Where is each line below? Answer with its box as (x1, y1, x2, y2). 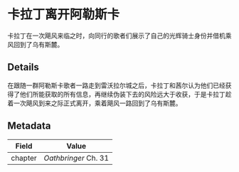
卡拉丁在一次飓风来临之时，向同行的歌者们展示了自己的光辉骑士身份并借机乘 (7, 31, 232, 40)
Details (7, 61, 39, 73)
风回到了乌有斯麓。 (7, 40, 64, 48)
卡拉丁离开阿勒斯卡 (7, 6, 120, 23)
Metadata (7, 120, 51, 132)
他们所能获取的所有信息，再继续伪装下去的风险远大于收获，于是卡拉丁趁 (19, 90, 232, 98)
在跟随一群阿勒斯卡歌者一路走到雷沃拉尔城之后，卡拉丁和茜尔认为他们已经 (7, 81, 225, 90)
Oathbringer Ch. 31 (43, 153, 109, 163)
